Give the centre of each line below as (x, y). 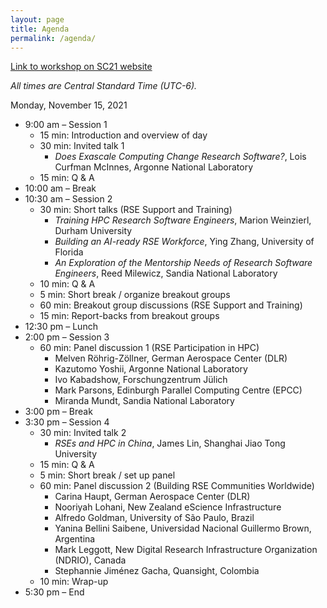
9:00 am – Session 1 (66, 125)
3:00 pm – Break (58, 412)
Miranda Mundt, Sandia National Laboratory (144, 401)
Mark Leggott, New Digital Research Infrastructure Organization (186, 550)
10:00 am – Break (60, 188)
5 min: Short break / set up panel (107, 475)
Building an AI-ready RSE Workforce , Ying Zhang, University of (184, 242)
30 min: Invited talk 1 (82, 146)
